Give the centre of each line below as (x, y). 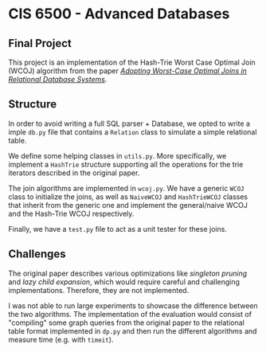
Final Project (40, 43)
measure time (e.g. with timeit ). (61, 339)
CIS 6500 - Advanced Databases (119, 14)
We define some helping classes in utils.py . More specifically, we (117, 155)
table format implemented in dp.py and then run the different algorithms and (133, 330)
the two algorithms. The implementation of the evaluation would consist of (130, 314)
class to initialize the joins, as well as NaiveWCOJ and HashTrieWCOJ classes (128, 197)
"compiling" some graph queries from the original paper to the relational (126, 323)
